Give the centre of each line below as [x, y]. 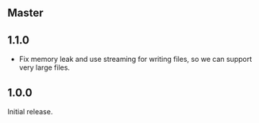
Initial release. [30, 112]
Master [26, 13]
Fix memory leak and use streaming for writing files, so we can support [135, 60]
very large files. [44, 67]
